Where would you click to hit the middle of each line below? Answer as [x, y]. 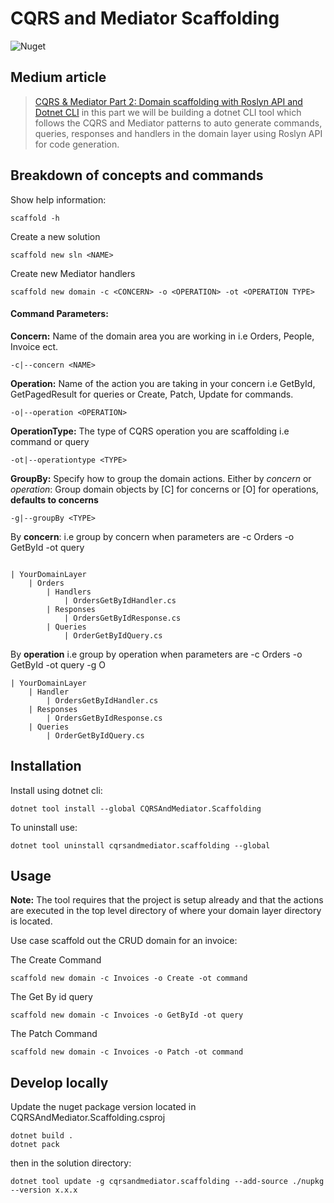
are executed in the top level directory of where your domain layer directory [166, 911]
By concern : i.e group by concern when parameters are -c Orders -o [152, 536]
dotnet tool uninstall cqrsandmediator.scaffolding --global [140, 845]
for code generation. [77, 144]
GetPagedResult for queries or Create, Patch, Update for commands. [152, 394]
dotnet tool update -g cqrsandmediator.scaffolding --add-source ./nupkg [167, 1182]
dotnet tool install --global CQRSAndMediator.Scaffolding [136, 808]
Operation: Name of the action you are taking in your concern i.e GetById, [163, 383]
